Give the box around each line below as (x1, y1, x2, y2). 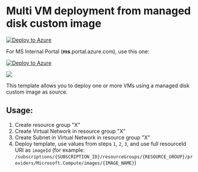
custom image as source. (6, 88, 68, 95)
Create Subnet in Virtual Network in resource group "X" (14, 133, 151, 141)
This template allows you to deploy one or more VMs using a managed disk (6, 82, 190, 89)
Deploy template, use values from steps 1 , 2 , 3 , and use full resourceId (14, 140, 187, 147)
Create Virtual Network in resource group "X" (14, 128, 126, 135)
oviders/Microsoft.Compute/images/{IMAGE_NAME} (14, 160, 135, 166)
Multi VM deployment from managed (6, 4, 191, 18)
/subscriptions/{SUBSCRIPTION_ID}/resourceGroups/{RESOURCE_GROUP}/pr (14, 154, 193, 160)
